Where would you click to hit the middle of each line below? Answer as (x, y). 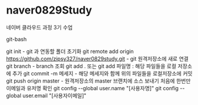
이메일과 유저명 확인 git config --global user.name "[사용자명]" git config (92, 88)
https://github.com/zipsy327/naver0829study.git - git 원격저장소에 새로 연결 (97, 58)
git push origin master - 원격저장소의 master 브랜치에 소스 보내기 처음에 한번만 (98, 81)
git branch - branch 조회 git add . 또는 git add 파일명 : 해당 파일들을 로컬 (91, 66)
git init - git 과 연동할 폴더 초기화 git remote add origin (70, 51)
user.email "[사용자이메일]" (55, 96)
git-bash (16, 39)
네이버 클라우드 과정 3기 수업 (39, 27)
